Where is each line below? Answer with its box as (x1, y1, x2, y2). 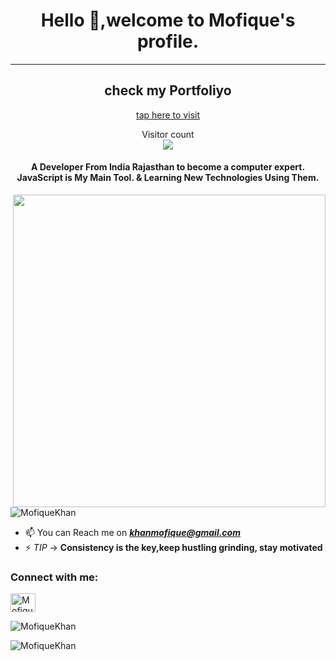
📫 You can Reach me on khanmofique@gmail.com (24, 526, 241, 538)
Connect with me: (10, 570, 99, 584)
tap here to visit (136, 109, 200, 121)
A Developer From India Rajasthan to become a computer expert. (30, 161, 306, 173)
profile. (136, 30, 200, 53)
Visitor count (141, 128, 195, 140)
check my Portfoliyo (104, 82, 232, 99)
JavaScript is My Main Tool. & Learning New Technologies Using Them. (16, 172, 320, 184)
